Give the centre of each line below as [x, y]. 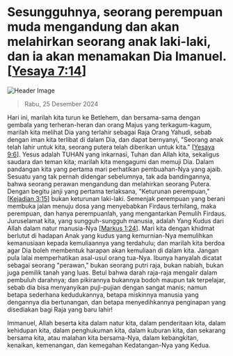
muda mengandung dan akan [93, 27]
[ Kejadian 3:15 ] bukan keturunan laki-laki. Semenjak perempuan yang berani [116, 198]
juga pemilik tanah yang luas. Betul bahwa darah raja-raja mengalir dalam [112, 273]
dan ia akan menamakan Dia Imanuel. [117, 57]
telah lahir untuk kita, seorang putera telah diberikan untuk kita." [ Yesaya [111, 147]
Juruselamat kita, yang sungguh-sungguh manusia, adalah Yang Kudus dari [115, 220]
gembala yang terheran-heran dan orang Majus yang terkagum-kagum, [110, 124]
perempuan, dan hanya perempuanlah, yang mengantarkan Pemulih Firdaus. [117, 213]
